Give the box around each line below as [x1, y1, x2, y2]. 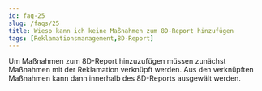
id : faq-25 [8, 11, 45, 20]
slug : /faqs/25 [8, 19, 60, 27]
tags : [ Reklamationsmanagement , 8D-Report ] [8, 34, 154, 43]
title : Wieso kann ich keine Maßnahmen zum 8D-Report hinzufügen [8, 27, 234, 35]
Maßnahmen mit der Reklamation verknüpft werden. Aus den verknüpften [8, 65, 254, 75]
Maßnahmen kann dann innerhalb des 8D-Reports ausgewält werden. [8, 73, 242, 83]
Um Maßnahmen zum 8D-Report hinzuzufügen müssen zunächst [8, 56, 226, 66]
